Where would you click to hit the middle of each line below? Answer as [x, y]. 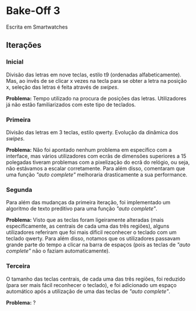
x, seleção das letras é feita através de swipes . [62, 87]
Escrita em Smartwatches [37, 27]
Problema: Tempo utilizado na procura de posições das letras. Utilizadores [96, 98]
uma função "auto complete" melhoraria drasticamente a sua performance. [97, 174]
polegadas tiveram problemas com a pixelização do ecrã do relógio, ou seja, [98, 162]
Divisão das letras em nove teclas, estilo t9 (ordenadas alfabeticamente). [94, 75]
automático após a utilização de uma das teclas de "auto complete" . [88, 291]
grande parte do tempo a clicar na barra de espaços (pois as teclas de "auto [98, 245]
